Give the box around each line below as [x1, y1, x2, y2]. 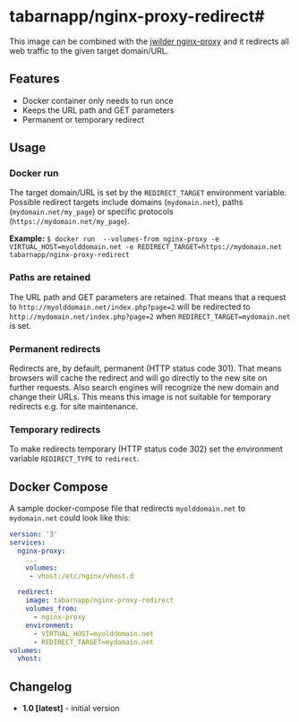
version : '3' [9, 530, 58, 539]
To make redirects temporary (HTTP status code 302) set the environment [9, 443, 284, 454]
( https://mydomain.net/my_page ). [9, 216, 130, 227]
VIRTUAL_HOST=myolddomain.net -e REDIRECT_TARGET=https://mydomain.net [9, 243, 282, 252]
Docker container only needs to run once [21, 95, 175, 106]
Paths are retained [9, 271, 91, 284]
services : [9, 538, 47, 547]
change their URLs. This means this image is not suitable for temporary [9, 391, 271, 402]
